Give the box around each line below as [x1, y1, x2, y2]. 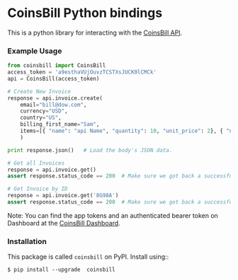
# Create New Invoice [7, 88, 72, 95]
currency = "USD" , [20, 107, 69, 115]
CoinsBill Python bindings [7, 5, 163, 21]
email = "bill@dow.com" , [20, 101, 87, 108]
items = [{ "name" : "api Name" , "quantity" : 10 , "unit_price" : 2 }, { [20, 127, 223, 135]
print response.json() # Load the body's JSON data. [7, 146, 173, 153]
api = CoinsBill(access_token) [7, 75, 100, 82]
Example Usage [7, 46, 62, 56]
